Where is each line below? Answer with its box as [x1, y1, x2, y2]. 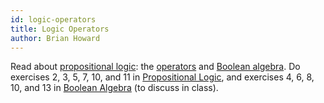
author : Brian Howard [10, 33, 101, 43]
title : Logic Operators [10, 24, 110, 34]
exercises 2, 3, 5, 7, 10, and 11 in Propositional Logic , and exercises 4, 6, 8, [10, 71, 315, 83]
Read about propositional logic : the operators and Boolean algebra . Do [10, 61, 301, 73]
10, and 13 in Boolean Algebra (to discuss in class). [10, 82, 219, 94]
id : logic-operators [10, 14, 97, 25]
